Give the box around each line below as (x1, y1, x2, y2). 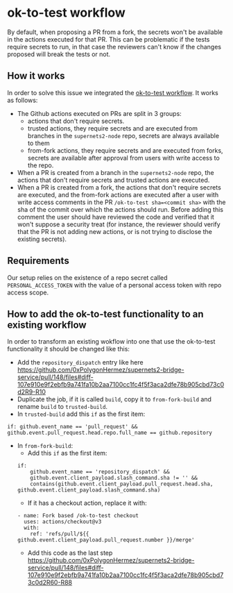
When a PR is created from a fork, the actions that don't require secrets (17, 183, 222, 192)
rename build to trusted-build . (17, 403, 108, 411)
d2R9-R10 (17, 387, 46, 396)
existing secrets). (17, 235, 67, 243)
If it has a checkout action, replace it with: (27, 499, 147, 508)
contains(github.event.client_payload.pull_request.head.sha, (30, 481, 214, 487)
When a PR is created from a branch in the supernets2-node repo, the (17, 168, 214, 176)
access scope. (7, 288, 49, 296)
